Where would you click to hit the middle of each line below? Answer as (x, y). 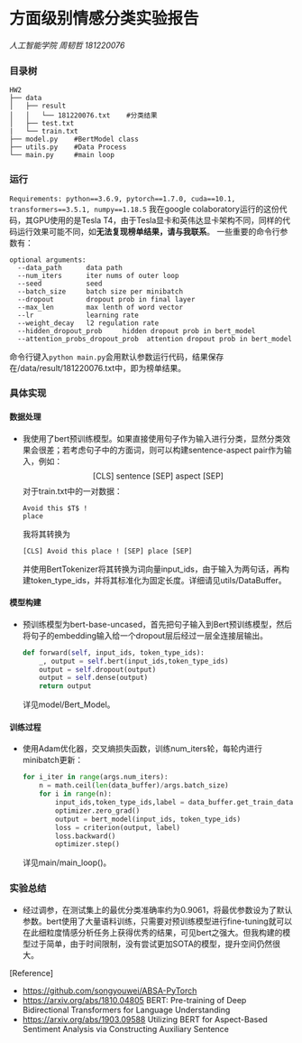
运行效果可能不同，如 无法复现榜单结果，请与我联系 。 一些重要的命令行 (148, 231)
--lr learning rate (78, 315)
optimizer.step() (87, 844)
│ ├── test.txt (42, 124)
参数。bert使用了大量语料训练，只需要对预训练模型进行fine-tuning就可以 (157, 921)
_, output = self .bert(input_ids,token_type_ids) (134, 661)
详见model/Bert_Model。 (69, 704)
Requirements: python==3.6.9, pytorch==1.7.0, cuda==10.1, (123, 199)
